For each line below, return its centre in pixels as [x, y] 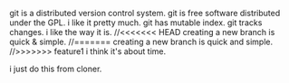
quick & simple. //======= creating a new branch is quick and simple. [141, 41]
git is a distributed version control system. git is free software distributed [145, 13]
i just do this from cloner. [56, 69]
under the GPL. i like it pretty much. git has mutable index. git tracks [136, 23]
